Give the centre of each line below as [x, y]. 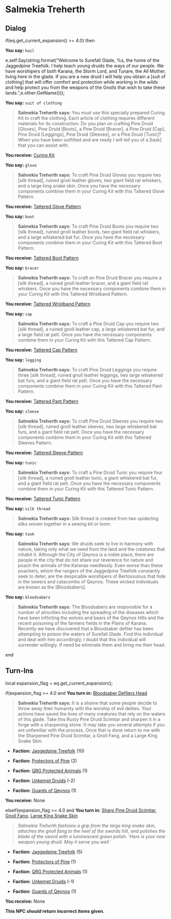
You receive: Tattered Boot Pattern [42, 258]
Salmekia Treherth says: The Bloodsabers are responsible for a [85, 607]
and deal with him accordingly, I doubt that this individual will [82, 639]
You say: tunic [21, 463]
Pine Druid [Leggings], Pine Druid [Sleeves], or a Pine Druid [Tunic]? [89, 134]
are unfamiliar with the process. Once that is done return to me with [89, 730]
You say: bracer [22, 268]
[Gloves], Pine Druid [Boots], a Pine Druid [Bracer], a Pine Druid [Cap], [92, 129]
